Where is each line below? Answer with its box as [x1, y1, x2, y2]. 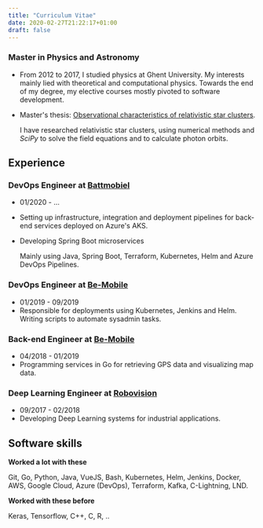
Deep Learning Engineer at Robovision [8, 388, 158, 399]
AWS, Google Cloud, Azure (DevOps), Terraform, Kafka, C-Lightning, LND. [8, 481, 249, 490]
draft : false [8, 26, 51, 34]
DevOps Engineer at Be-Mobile [8, 279, 128, 290]
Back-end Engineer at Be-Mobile [8, 333, 135, 344]
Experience [8, 156, 65, 169]
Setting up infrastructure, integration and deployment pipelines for [19, 213, 234, 222]
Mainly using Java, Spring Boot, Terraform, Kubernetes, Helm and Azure [19, 252, 254, 261]
